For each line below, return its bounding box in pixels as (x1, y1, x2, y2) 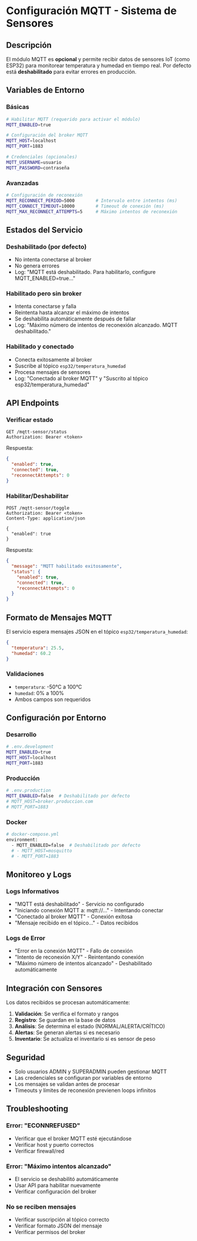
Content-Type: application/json (6, 515, 85, 522)
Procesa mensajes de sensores (14, 368, 91, 375)
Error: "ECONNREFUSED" (6, 1121, 81, 1130)
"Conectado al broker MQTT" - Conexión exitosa (14, 913, 133, 920)
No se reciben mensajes (6, 1203, 76, 1211)
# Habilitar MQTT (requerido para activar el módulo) (6, 116, 141, 122)
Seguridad (6, 1053, 45, 1063)
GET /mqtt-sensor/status (6, 429, 67, 435)
